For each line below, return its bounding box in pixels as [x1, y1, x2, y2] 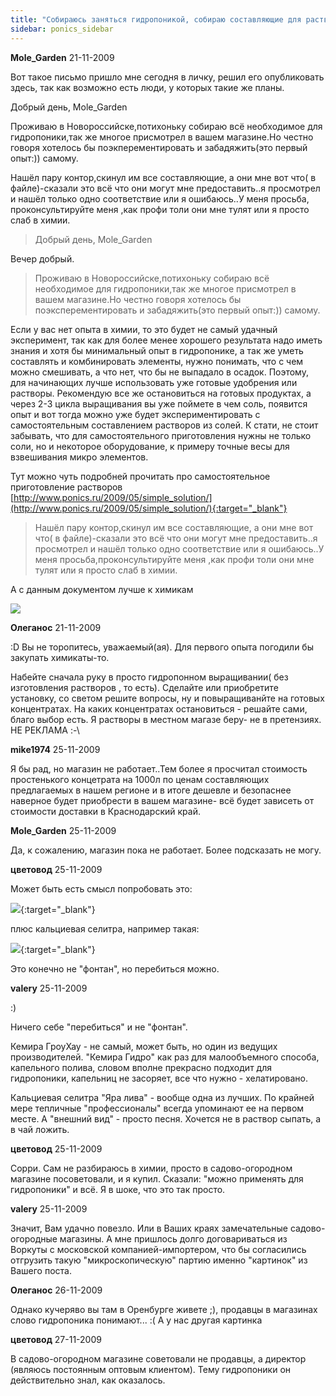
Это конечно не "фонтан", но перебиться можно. [10, 962, 220, 975]
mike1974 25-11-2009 [10, 743, 101, 755]
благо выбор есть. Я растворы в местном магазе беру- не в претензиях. [10, 713, 322, 725]
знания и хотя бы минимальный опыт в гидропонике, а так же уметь [10, 344, 304, 356]
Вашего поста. [10, 1264, 72, 1276]
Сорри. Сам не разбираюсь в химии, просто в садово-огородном [10, 1162, 293, 1174]
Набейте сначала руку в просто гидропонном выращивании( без [10, 671, 289, 683]
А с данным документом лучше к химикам [10, 583, 194, 595]
